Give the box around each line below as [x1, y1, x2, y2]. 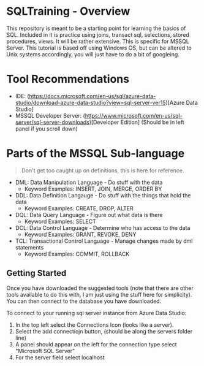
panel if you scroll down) [15, 124, 78, 132]
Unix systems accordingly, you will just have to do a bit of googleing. [6, 50, 179, 58]
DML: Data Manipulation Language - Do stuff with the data [15, 178, 163, 186]
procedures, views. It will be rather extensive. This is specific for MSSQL [6, 37, 190, 45]
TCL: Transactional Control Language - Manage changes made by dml [15, 237, 193, 245]
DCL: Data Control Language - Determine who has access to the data [15, 224, 191, 231]
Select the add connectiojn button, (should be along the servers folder [15, 327, 193, 335]
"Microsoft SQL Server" [15, 347, 75, 354]
